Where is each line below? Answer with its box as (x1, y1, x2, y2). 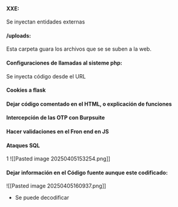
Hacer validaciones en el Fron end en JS (6, 127, 109, 135)
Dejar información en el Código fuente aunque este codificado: (6, 169, 168, 176)
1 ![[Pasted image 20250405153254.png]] (6, 155, 111, 162)
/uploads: (6, 32, 31, 39)
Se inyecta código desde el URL (6, 72, 86, 80)
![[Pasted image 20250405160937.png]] (6, 182, 107, 189)
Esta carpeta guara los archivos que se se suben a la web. (6, 45, 152, 53)
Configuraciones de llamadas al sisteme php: (6, 59, 122, 66)
